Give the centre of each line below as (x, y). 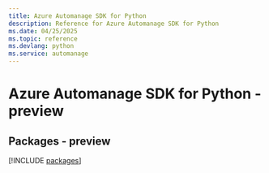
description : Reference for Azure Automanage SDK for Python (114, 24)
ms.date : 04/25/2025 (43, 31)
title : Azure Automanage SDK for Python (78, 16)
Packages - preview (60, 141)
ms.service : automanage (49, 54)
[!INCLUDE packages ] (45, 160)
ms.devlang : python (41, 46)
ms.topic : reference (43, 39)
